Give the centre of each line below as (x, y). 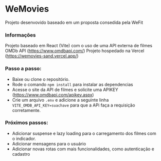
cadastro (21, 154)
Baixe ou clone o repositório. (41, 79)
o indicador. (24, 138)
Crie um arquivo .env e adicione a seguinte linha (60, 100)
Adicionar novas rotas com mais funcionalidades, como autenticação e (83, 149)
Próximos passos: (27, 123)
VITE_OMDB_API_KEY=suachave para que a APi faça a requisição (73, 105)
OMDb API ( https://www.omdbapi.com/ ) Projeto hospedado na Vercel (75, 51)
